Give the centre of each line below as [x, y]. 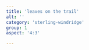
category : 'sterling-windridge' [45, 22]
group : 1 [17, 28]
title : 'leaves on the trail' [43, 11]
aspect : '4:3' [23, 33]
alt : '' [15, 17]
